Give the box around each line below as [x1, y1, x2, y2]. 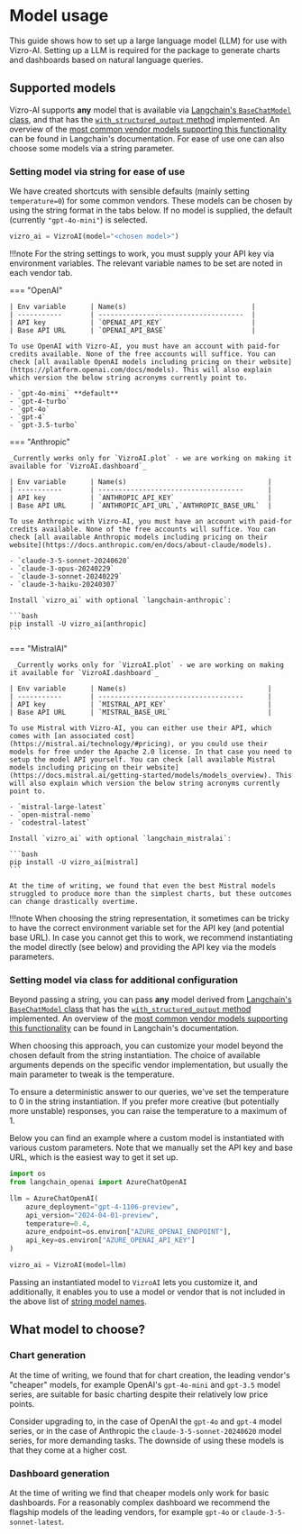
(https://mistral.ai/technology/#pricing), [9, 739, 176, 748]
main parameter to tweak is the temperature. [9, 1069, 175, 1080]
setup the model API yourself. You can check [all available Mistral [9, 754, 277, 764]
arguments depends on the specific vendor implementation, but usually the [9, 1060, 288, 1071]
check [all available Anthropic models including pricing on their [9, 533, 269, 542]
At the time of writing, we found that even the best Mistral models [9, 881, 277, 890]
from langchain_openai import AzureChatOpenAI [9, 1178, 188, 1187]
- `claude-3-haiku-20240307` [9, 580, 119, 589]
